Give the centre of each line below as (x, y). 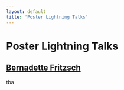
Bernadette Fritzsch (43, 68)
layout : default (26, 11)
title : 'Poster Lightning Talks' (47, 17)
